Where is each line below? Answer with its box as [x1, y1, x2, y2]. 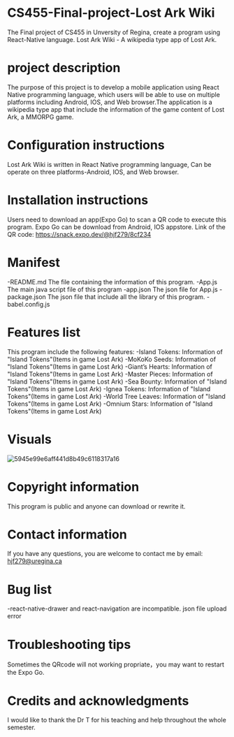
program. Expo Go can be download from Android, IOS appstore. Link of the [7, 222, 226, 231]
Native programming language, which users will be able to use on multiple [7, 90, 220, 98]
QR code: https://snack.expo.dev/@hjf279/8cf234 [7, 230, 152, 238]
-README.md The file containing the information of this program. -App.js [7, 277, 218, 286]
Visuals [7, 431, 52, 447]
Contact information [7, 526, 127, 542]
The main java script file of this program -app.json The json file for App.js [7, 285, 218, 293]
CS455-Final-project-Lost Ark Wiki [7, 5, 215, 21]
